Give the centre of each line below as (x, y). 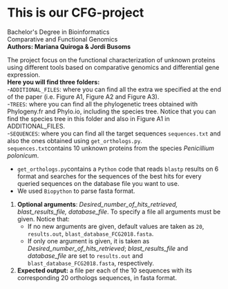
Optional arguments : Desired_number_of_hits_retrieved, (97, 204)
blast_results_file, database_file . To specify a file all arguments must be (119, 212)
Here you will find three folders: (54, 82)
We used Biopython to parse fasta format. (76, 191)
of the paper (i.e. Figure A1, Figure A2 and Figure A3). (83, 96)
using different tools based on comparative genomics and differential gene (113, 67)
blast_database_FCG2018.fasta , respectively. (91, 263)
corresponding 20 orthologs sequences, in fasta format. (97, 277)
